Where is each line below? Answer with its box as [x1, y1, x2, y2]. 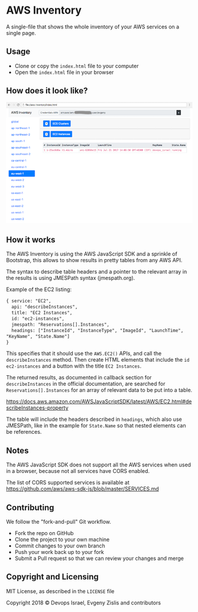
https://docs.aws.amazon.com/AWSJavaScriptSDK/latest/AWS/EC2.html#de [6, 398, 192, 405]
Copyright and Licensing [6, 572, 99, 582]
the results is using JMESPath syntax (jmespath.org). [6, 275, 135, 282]
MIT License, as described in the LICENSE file [6, 587, 115, 595]
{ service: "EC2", [6, 298, 51, 304]
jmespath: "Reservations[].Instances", [11, 322, 110, 328]
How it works [6, 234, 56, 244]
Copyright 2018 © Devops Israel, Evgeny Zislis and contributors [6, 599, 161, 606]
